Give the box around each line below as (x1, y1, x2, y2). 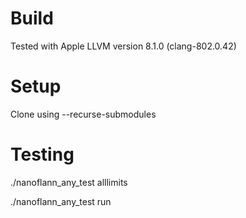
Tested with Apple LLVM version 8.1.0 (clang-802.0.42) (10, 40, 237, 52)
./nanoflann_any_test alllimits (10, 176, 128, 188)
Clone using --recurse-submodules (10, 108, 157, 120)
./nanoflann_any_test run (10, 195, 112, 207)
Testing (10, 143, 75, 166)
